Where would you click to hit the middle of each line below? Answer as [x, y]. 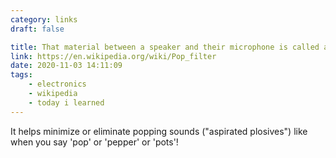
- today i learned [66, 102]
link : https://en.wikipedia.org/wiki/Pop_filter [113, 56]
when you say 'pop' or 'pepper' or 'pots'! [94, 142]
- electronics [57, 84]
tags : [21, 75]
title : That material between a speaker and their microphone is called [165, 47]
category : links [44, 19]
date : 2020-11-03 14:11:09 [66, 66]
